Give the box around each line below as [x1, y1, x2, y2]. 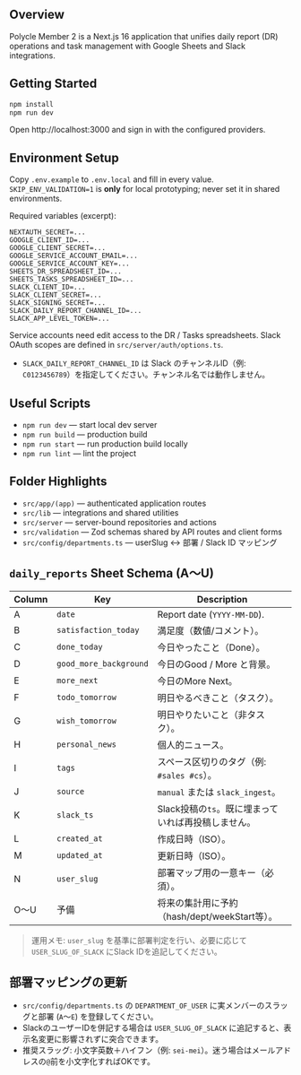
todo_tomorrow [56, 692, 116, 702]
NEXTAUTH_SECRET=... [9, 228, 87, 237]
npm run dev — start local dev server [21, 420, 158, 429]
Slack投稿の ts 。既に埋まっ [157, 802, 271, 815]
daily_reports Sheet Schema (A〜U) [9, 566, 215, 581]
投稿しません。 [193, 816, 256, 828]
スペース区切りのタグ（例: [157, 755, 267, 767]
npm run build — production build [21, 429, 148, 439]
